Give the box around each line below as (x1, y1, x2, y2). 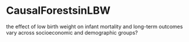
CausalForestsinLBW (6, 4, 110, 17)
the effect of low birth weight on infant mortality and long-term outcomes (6, 23, 183, 30)
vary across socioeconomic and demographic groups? (6, 29, 138, 36)
